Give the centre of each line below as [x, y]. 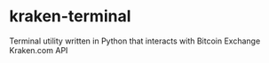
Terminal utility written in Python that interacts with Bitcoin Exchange [135, 41]
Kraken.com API [39, 50]
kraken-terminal [70, 16]
